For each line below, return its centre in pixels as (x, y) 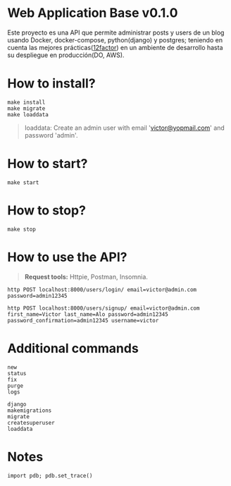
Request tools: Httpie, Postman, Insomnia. (86, 277)
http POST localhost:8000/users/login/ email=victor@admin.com (102, 290)
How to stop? (47, 210)
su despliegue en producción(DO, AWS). (66, 55)
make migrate (26, 108)
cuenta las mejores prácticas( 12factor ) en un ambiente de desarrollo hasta (115, 47)
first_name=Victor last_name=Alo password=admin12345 (88, 314)
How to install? (52, 84)
